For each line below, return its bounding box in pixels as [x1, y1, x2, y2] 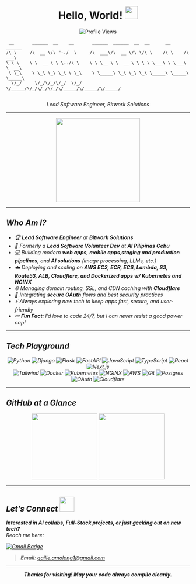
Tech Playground [6, 341, 70, 351]
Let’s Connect [6, 503, 58, 514]
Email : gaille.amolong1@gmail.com [20, 554, 106, 561]
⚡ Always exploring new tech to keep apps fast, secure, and [14, 298, 159, 305]
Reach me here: [6, 532, 44, 539]
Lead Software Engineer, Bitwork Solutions [46, 101, 150, 108]
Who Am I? [6, 218, 47, 228]
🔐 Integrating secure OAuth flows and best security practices [14, 291, 163, 298]
